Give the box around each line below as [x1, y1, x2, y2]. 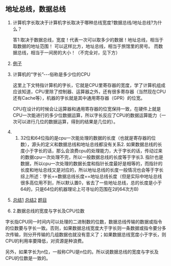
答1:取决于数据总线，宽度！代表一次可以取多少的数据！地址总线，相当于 [12, 36, 164, 42]
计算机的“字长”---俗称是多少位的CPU [12, 71, 91, 77]
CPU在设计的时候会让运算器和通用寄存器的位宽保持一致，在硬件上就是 [12, 105, 161, 112]
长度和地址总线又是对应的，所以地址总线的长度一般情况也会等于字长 [20, 167, 164, 173]
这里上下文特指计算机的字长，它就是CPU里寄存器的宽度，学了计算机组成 [12, 82, 166, 88]
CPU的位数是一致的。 [5, 255, 51, 261]
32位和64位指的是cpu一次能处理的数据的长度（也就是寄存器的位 [20, 135, 156, 141]
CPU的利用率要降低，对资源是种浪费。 [5, 237, 87, 244]
